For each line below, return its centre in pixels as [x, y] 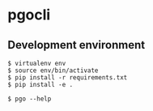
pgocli [29, 15]
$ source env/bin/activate [53, 70]
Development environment [76, 45]
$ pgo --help [30, 99]
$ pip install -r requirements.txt [68, 78]
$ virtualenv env [37, 63]
